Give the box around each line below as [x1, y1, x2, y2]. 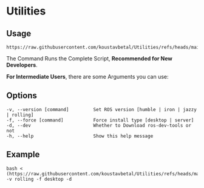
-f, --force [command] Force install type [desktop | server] [6, 117, 194, 123]
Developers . [6, 62, 38, 68]
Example [6, 149, 40, 160]
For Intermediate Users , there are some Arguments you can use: [6, 73, 169, 80]
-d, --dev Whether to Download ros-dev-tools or [6, 122, 191, 128]
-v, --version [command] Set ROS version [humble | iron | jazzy [6, 106, 197, 112]
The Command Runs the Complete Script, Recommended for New [6, 55, 173, 62]
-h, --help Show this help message [6, 133, 154, 139]
